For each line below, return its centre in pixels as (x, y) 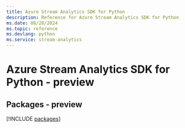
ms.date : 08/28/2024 (32, 23)
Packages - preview (44, 104)
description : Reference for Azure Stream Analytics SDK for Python (93, 17)
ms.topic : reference (32, 29)
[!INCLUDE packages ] (33, 119)
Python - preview (50, 82)
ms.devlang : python (31, 34)
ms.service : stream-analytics (44, 40)
